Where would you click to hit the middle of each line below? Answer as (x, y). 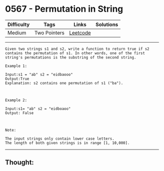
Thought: (20, 162)
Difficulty (19, 24)
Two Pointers (50, 33)
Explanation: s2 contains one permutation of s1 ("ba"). (64, 83)
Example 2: (16, 100)
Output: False (20, 113)
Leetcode (80, 33)
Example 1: (16, 66)
